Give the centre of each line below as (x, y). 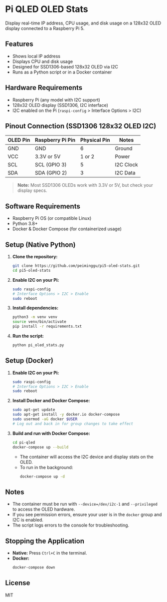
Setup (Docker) (29, 361)
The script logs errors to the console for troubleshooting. (71, 525)
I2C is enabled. (28, 520)
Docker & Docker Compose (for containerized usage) (67, 229)
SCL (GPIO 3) (51, 165)
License (18, 583)
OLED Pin (19, 140)
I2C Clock (126, 165)
